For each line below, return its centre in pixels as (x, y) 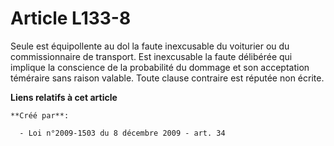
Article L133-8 (71, 18)
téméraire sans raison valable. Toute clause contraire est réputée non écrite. (167, 78)
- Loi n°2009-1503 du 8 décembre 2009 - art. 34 (122, 133)
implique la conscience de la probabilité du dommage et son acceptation (160, 67)
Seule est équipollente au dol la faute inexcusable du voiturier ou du (150, 46)
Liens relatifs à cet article (64, 97)
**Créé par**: (40, 115)
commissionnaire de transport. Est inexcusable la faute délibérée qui (151, 56)
